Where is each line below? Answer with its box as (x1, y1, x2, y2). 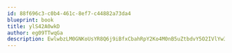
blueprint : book (7, 17, 54, 23)
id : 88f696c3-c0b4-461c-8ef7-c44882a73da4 (7, 10, 131, 17)
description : (7, 36, 45, 43)
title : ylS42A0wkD (7, 23, 60, 30)
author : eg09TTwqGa (7, 29, 64, 36)
